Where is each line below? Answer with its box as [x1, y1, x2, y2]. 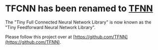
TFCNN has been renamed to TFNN [5, 3, 153, 14]
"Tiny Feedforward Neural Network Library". [5, 24, 96, 30]
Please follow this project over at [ [5, 34, 75, 40]
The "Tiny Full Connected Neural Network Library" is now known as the [5, 19, 152, 25]
